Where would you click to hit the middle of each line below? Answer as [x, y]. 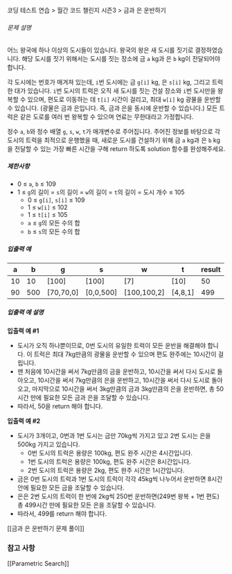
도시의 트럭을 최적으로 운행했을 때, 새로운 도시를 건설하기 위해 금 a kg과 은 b [109, 140]
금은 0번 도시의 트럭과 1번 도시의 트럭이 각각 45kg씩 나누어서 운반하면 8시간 [120, 479]
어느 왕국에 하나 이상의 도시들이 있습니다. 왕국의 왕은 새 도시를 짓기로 [100, 50]
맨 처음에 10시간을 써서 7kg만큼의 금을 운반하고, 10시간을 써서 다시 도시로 [116, 372]
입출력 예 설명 [25, 312]
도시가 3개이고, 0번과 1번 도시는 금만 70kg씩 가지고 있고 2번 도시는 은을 [114, 436]
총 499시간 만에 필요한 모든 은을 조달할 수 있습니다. [87, 505]
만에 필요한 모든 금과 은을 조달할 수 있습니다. [90, 398]
